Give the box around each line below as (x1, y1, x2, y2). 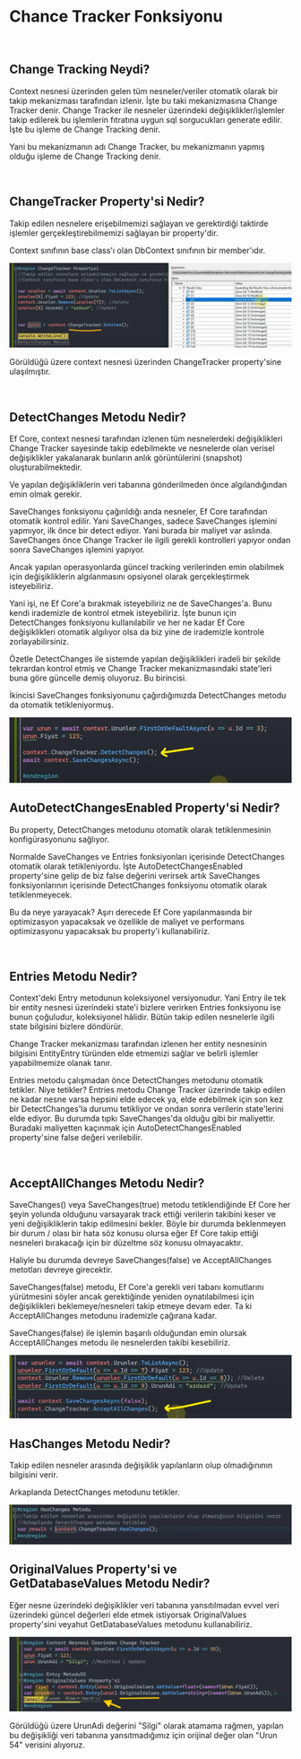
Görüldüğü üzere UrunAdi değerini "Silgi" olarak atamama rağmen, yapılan (9, 1720, 284, 1731)
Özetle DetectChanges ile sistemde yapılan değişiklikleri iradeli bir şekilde (9, 653, 281, 664)
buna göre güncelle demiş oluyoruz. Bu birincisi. (9, 672, 187, 683)
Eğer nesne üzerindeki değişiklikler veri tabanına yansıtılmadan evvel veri (9, 1599, 279, 1610)
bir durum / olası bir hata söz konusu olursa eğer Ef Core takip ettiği (9, 1228, 259, 1239)
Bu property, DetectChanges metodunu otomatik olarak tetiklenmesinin (9, 824, 271, 835)
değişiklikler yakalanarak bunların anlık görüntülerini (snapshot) (9, 452, 244, 463)
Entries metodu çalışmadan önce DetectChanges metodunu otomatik (9, 1075, 264, 1086)
